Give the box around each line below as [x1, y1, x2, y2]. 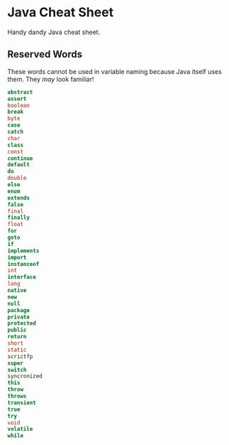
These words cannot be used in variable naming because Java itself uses [7, 67, 222, 75]
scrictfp [7, 353, 33, 360]
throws [7, 392, 27, 400]
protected [7, 320, 37, 327]
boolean [7, 102, 30, 109]
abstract [7, 88, 33, 96]
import [7, 254, 27, 261]
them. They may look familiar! [7, 75, 94, 83]
